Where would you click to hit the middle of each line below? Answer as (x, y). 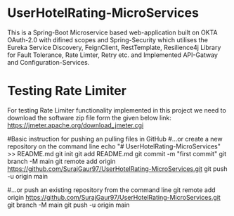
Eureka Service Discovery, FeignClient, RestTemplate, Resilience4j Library (114, 47)
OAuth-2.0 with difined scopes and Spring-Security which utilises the (108, 39)
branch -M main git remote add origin (61, 161)
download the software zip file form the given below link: (90, 117)
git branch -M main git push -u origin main (69, 205)
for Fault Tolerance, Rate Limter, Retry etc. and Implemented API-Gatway (112, 55)
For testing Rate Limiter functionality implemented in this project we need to (117, 110)
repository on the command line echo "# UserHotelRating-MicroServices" (114, 146)
